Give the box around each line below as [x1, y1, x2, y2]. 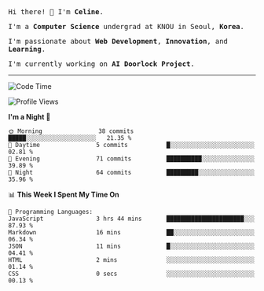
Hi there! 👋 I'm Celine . [8, 8, 104, 16]
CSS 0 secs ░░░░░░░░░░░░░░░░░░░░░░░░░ [8, 270, 255, 278]
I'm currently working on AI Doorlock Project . [8, 60, 195, 68]
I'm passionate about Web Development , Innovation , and [8, 37, 228, 46]
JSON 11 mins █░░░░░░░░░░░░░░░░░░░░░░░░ [8, 242, 255, 250]
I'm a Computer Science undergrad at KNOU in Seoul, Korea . [8, 22, 245, 31]
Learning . [8, 45, 46, 53]
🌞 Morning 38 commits [8, 127, 134, 135]
